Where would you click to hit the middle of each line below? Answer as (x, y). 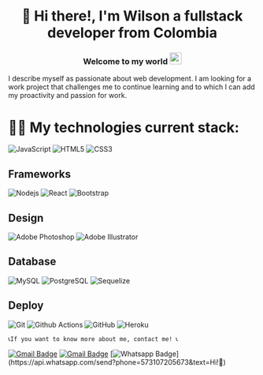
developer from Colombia (132, 33)
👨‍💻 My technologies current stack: (124, 127)
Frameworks (40, 174)
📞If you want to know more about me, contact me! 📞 (93, 339)
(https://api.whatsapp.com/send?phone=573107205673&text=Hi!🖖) (117, 362)
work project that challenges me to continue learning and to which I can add (132, 87)
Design (26, 217)
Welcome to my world (126, 62)
